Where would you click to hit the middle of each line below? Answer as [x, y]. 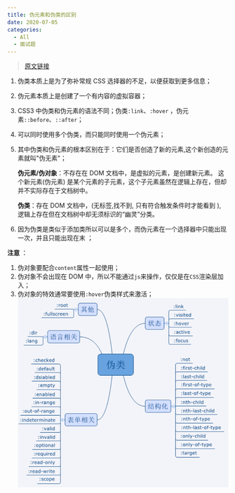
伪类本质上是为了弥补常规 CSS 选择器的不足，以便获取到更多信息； [114, 81]
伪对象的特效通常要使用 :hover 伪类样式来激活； [85, 294]
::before [36, 120]
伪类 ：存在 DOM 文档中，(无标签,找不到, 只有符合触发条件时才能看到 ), [119, 205]
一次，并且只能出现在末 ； [55, 238]
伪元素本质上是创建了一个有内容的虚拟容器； [82, 96]
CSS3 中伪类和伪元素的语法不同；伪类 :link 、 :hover [93, 111]
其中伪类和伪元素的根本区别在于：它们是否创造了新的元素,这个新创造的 [120, 149]
